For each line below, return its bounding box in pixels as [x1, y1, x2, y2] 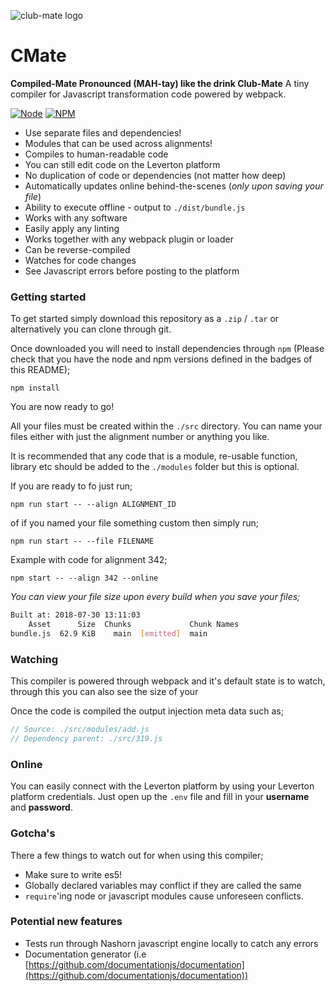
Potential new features [10, 915, 123, 929]
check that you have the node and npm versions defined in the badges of [10, 353, 313, 365]
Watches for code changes [24, 254, 137, 266]
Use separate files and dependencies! [24, 126, 182, 139]
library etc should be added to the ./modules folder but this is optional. [10, 461, 300, 473]
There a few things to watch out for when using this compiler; [10, 849, 264, 861]
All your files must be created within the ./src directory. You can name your [10, 420, 323, 432]
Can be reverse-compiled [24, 243, 131, 255]
